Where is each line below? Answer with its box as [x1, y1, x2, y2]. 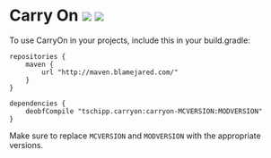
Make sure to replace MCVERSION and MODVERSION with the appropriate [9, 130, 262, 141]
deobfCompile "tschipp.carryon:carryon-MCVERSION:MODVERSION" [25, 106, 263, 116]
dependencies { [9, 99, 66, 108]
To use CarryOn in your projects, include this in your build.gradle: [9, 35, 251, 46]
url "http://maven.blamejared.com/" [41, 68, 179, 77]
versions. [9, 139, 43, 150]
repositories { [9, 52, 66, 61]
